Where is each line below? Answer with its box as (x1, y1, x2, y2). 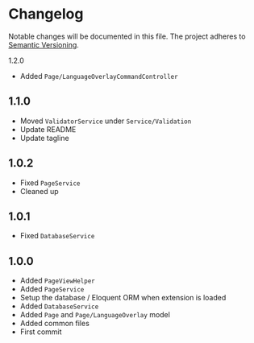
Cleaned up (19, 186, 59, 196)
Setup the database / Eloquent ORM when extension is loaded (19, 293, 227, 303)
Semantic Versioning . (8, 39, 79, 49)
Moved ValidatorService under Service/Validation (19, 116, 192, 126)
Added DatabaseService (19, 301, 99, 311)
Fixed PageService (19, 178, 81, 188)
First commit (19, 327, 62, 337)
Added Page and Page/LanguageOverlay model (19, 310, 171, 320)
